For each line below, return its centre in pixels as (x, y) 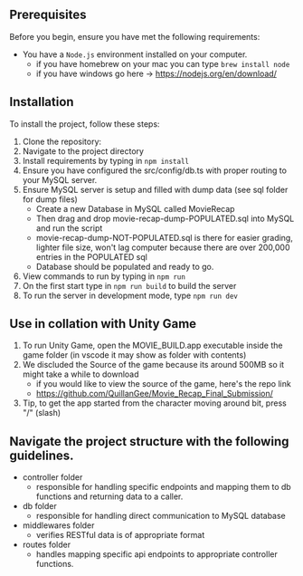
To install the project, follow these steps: (85, 124)
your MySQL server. (60, 179)
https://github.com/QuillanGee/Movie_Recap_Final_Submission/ (155, 394)
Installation (42, 102)
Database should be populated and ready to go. (125, 266)
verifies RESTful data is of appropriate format (120, 535)
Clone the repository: (62, 141)
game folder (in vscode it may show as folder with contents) (134, 355)
